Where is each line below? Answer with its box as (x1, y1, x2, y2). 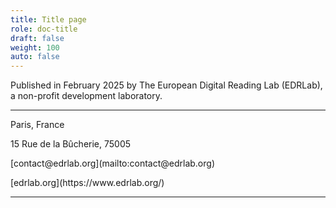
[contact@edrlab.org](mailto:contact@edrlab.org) (10, 157, 215, 170)
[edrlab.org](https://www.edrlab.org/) (10, 177, 165, 189)
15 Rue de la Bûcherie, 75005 (10, 138, 132, 150)
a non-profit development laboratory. (10, 90, 163, 102)
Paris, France (10, 119, 65, 131)
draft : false (10, 33, 65, 43)
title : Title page (10, 14, 87, 25)
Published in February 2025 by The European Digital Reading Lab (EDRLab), (10, 79, 323, 91)
